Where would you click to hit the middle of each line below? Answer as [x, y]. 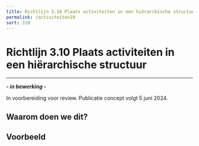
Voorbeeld [26, 137]
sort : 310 [18, 23]
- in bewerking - [26, 87]
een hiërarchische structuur [76, 64]
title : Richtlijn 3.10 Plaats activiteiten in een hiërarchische [88, 12]
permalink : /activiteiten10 [41, 17]
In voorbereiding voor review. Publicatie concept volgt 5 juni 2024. [87, 98]
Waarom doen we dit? [47, 117]
